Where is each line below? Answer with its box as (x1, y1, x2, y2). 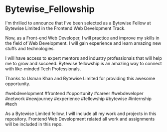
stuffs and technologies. (5, 45, 55, 51)
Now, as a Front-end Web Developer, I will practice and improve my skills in (5, 35, 160, 41)
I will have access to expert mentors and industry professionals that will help (5, 55, 162, 61)
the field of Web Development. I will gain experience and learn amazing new (5, 40, 162, 46)
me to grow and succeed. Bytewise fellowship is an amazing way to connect (5, 60, 162, 66)
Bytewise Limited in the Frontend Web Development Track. (5, 25, 126, 31)
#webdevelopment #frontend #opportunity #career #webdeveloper (5, 90, 144, 96)
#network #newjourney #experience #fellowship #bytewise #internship (5, 96, 152, 102)
